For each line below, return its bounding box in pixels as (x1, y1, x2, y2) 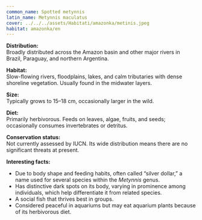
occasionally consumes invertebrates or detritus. (6, 122, 128, 130)
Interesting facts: (6, 158, 51, 166)
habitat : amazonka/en (6, 25, 61, 32)
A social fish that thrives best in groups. (14, 195, 114, 203)
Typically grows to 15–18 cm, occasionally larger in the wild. (6, 98, 154, 105)
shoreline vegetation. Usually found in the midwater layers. (6, 80, 153, 87)
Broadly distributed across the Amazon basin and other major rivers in (6, 49, 180, 56)
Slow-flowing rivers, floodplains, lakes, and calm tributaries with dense (6, 73, 183, 80)
